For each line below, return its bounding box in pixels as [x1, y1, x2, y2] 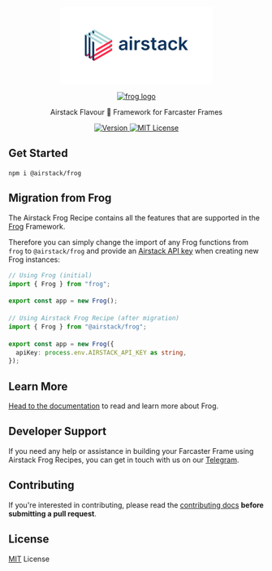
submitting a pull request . [8, 508, 97, 518]
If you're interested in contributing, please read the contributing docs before [8, 499, 264, 510]
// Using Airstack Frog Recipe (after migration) [8, 314, 180, 322]
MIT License [8, 554, 50, 564]
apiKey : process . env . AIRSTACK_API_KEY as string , [15, 348, 187, 356]
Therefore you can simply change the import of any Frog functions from [8, 237, 249, 246]
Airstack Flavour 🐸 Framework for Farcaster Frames [50, 107, 223, 116]
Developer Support [8, 425, 107, 438]
